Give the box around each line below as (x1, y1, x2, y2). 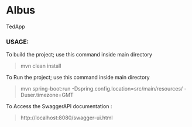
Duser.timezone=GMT (20, 92, 74, 99)
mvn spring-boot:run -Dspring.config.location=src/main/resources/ (20, 85, 183, 92)
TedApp (6, 23, 25, 30)
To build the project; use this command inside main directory (6, 51, 152, 58)
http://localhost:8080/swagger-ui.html (20, 114, 113, 121)
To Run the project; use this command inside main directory (6, 74, 150, 81)
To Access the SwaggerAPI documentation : (6, 103, 112, 110)
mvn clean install (20, 62, 61, 69)
